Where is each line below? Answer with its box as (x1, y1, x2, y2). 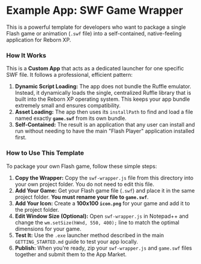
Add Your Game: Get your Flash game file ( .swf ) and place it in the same (14, 187, 195, 194)
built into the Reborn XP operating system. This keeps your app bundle (14, 95, 190, 103)
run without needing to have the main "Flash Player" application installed (14, 127, 195, 135)
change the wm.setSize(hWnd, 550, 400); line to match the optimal (14, 218, 180, 226)
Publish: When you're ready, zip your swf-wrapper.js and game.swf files (14, 244, 192, 251)
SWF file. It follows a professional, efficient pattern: (6, 71, 133, 79)
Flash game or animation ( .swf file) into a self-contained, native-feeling (6, 29, 182, 37)
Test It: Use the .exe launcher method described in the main (14, 232, 164, 239)
